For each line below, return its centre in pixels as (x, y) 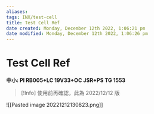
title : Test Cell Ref (33, 23)
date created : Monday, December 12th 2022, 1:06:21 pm (76, 28)
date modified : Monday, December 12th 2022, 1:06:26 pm (77, 34)
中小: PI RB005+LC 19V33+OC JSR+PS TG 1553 (66, 80)
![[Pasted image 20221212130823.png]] (55, 105)
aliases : (17, 12)
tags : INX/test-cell (32, 17)
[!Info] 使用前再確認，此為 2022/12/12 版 (70, 93)
